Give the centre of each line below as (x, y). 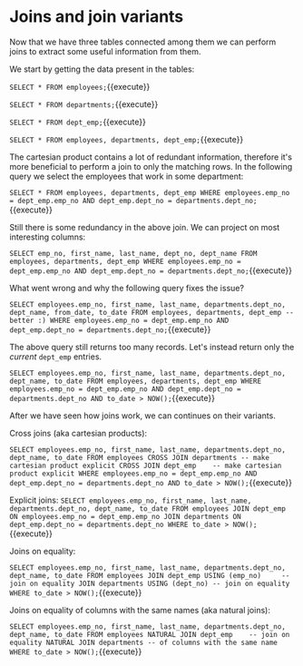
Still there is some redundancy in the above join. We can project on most (145, 227)
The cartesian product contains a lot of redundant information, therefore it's (151, 157)
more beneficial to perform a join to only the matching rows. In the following (151, 166)
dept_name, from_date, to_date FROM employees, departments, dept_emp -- (152, 312)
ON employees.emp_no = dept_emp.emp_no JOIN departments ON (126, 516)
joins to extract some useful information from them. (105, 51)
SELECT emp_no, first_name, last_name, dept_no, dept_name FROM (133, 253)
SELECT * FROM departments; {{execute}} (84, 104)
